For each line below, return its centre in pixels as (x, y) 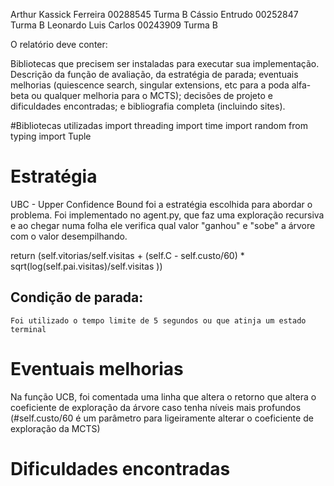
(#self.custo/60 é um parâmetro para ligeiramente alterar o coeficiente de (162, 418)
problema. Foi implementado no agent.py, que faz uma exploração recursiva (167, 215)
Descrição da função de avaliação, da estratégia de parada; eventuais (154, 74)
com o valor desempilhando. (69, 236)
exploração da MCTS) (55, 428)
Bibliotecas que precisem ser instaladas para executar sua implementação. (165, 63)
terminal (28, 329)
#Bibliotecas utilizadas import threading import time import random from (159, 125)
